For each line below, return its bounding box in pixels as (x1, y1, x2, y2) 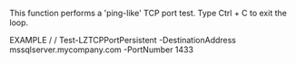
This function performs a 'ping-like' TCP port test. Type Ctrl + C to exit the (9, 8, 288, 18)
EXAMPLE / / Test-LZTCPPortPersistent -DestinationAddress (9, 35, 237, 45)
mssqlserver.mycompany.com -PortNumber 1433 (9, 44, 193, 55)
